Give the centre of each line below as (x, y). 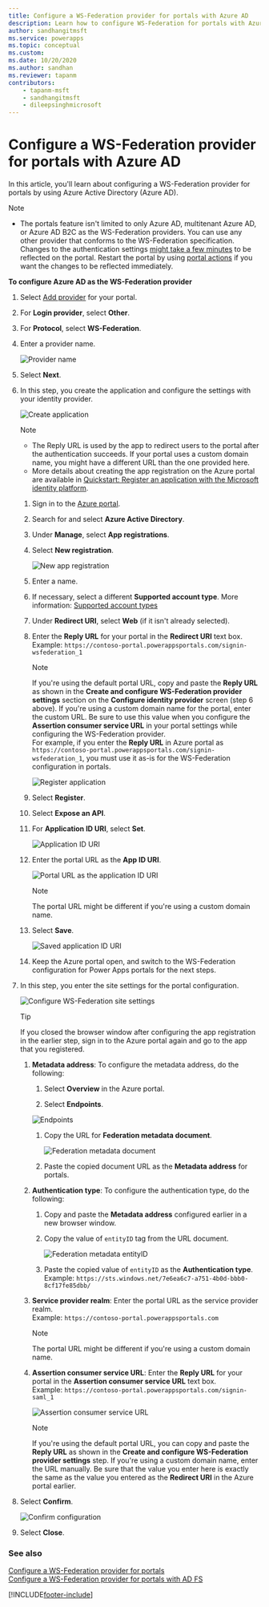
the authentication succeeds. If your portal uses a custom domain (140, 454)
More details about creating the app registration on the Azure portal (143, 471)
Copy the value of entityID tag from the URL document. (136, 1238)
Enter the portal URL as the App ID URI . (96, 860)
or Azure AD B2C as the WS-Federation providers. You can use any (131, 232)
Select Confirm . (46, 1502)
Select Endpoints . (74, 1104)
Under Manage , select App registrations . (100, 535)
